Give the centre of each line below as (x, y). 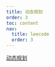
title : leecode (30, 34)
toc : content (22, 23)
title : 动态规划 (25, 12)
